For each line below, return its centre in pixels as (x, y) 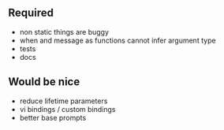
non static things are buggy (64, 32)
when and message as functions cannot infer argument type (118, 40)
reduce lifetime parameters (63, 101)
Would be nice (44, 82)
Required (31, 13)
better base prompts (53, 117)
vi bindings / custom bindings (67, 109)
